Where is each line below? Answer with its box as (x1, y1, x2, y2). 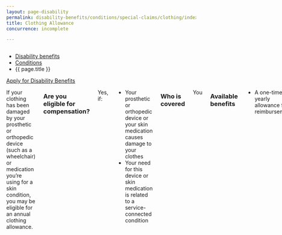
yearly (254, 95, 271, 102)
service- (125, 204, 146, 211)
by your (6, 114, 25, 122)
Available (210, 92, 238, 101)
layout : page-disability (6, 8, 69, 15)
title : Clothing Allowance (6, 20, 74, 26)
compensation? (43, 107, 90, 116)
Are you (43, 92, 67, 101)
